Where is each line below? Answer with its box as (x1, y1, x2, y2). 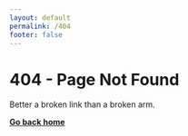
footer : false (9, 30, 64, 39)
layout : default (9, 13, 71, 23)
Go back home (9, 117, 65, 128)
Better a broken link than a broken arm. (9, 99, 156, 110)
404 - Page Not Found (9, 69, 180, 90)
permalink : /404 (9, 22, 71, 31)
